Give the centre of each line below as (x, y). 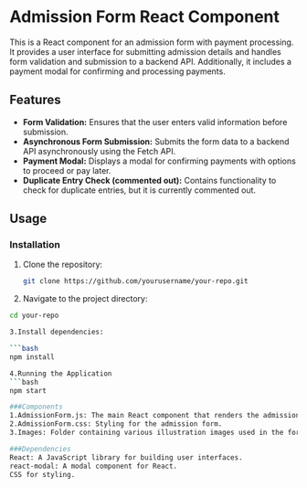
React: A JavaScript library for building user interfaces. (127, 457)
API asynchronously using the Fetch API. (99, 151)
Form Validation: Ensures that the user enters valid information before (155, 122)
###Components (37, 407)
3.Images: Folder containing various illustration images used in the (147, 433)
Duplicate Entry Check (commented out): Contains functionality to (149, 180)
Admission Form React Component (145, 17)
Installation (35, 245)
